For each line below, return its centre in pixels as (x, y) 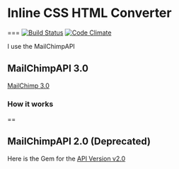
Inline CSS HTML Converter (89, 13)
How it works (30, 104)
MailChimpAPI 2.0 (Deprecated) (79, 142)
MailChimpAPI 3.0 (48, 69)
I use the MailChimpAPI (41, 46)
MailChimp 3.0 (28, 86)
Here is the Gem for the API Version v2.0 (67, 158)
